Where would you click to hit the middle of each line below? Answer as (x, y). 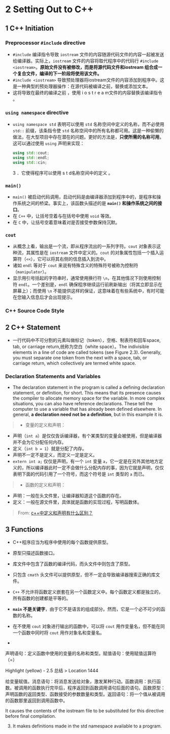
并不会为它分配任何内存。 (39, 442)
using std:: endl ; (31, 158)
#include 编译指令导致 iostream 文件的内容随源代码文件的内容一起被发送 (88, 54)
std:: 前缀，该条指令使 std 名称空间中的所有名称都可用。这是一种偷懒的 (88, 130)
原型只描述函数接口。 (35, 553)
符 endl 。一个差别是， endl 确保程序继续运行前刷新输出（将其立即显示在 (87, 284)
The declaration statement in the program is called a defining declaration (89, 387)
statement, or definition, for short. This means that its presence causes (87, 393)
